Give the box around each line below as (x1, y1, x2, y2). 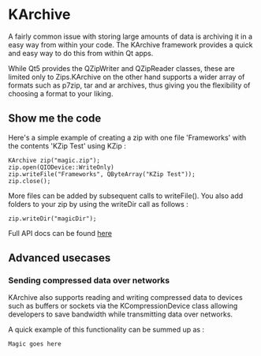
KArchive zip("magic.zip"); (8, 156, 101, 164)
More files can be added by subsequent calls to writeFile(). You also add (8, 191, 244, 200)
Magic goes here (8, 340, 62, 348)
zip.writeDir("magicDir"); (8, 215, 97, 223)
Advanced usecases (8, 251, 111, 265)
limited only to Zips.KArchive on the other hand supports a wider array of (8, 72, 245, 81)
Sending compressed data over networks (8, 275, 170, 286)
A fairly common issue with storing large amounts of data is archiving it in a (8, 32, 253, 41)
